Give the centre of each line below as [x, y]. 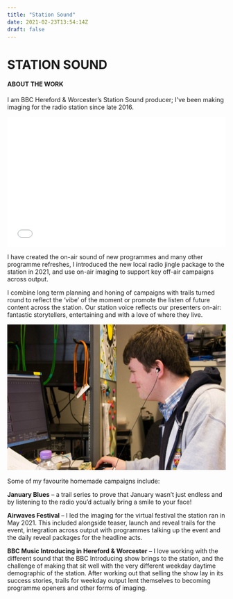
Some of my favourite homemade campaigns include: [84, 481]
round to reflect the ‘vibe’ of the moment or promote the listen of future [109, 299]
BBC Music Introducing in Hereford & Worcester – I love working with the [113, 551]
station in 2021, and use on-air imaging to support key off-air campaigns [111, 272]
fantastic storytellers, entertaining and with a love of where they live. [105, 314]
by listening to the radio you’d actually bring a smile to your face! [100, 502]
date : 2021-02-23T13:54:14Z [48, 22]
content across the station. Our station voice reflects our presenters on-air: [114, 307]
